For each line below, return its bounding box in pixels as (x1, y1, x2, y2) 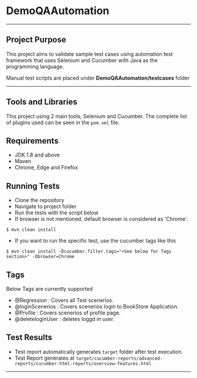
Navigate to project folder (14, 203, 77, 210)
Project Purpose (6, 35, 66, 45)
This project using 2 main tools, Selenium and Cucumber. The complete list (6, 112, 188, 120)
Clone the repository (14, 197, 64, 204)
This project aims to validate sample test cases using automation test (6, 50, 173, 57)
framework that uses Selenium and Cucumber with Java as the (6, 57, 158, 64)
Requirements (6, 135, 59, 145)
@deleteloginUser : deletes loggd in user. (14, 316, 114, 322)
